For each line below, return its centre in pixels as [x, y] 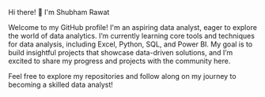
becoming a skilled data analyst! [61, 84]
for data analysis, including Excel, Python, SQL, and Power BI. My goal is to [131, 44]
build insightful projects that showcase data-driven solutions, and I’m [121, 52]
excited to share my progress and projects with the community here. [119, 61]
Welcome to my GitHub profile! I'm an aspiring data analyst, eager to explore [132, 27]
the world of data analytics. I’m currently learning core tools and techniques [132, 36]
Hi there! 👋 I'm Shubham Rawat [59, 12]
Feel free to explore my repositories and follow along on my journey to [122, 76]
